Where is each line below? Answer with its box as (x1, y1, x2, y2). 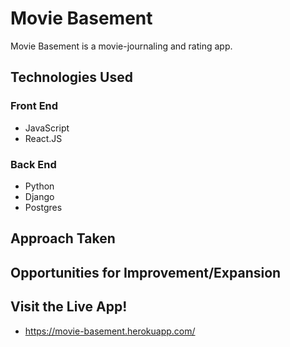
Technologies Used (10, 69, 133, 86)
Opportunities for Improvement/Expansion (10, 264, 282, 281)
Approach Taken (10, 230, 116, 247)
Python (24, 180, 55, 192)
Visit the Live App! (10, 298, 128, 316)
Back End (10, 157, 57, 171)
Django (24, 190, 55, 202)
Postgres (24, 201, 63, 213)
